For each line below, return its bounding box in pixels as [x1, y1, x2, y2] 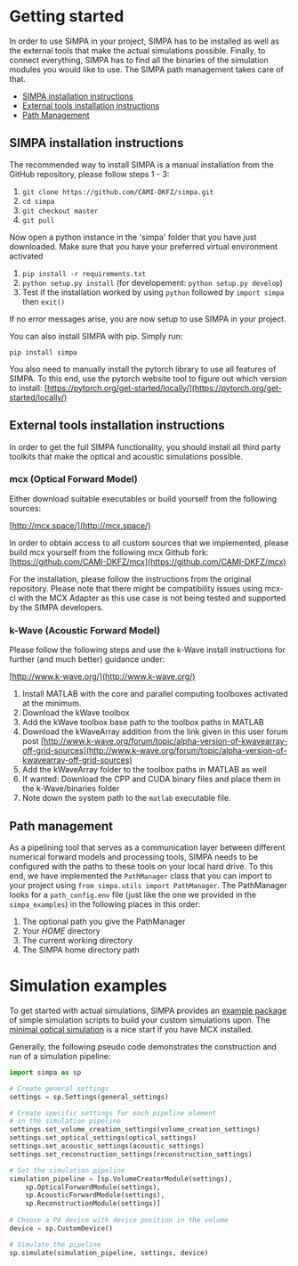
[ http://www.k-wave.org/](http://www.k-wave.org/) [9, 671, 196, 682]
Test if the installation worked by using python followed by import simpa [21, 287, 285, 298]
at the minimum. [21, 698, 82, 709]
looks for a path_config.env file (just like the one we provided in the [9, 889, 256, 900]
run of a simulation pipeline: [9, 1050, 111, 1061]
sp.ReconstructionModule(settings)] [25, 1199, 162, 1208]
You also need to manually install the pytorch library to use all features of [9, 363, 277, 374]
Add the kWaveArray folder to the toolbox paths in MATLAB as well [21, 764, 267, 775]
